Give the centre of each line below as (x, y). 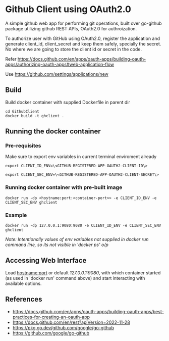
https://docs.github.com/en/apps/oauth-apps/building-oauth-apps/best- (88, 311)
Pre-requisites (23, 146)
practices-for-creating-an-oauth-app (51, 317)
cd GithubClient (22, 111)
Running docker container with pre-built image (64, 187)
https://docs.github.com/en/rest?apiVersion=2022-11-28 (71, 322)
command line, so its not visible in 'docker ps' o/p (57, 245)
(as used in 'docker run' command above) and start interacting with (75, 278)
